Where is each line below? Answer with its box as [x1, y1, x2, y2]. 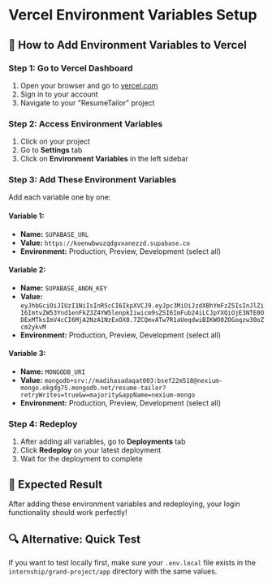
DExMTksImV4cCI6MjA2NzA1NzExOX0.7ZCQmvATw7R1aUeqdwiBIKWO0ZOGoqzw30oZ [19, 316, 265, 324]
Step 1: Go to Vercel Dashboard [8, 62, 133, 74]
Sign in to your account [19, 89, 99, 99]
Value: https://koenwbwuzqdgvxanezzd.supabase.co [19, 238, 191, 247]
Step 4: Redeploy [8, 419, 78, 429]
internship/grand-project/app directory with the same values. [8, 566, 218, 576]
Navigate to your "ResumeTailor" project [19, 97, 155, 107]
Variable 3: [8, 349, 46, 359]
